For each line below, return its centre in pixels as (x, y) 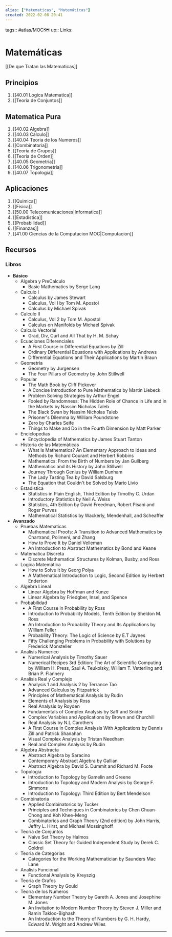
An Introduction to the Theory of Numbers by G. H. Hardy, (89, 919)
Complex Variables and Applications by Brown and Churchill (91, 717)
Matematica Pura (33, 117)
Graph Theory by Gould (53, 886)
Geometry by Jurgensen (53, 368)
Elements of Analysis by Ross (59, 701)
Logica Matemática (41, 564)
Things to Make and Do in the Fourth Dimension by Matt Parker (94, 428)
